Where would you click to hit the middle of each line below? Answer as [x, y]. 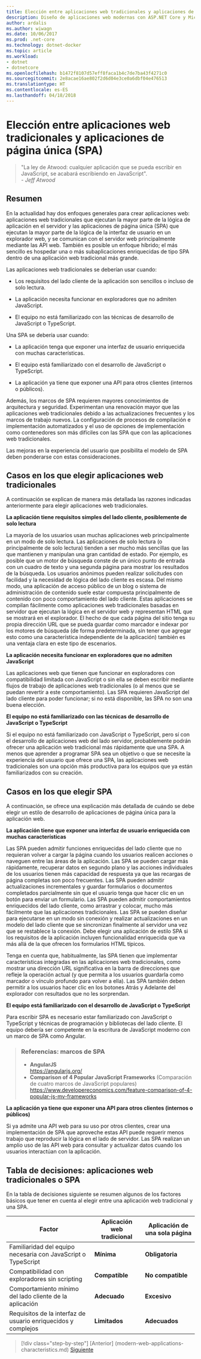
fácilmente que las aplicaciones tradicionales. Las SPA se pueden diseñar [97, 912]
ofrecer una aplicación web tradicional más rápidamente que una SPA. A [95, 748]
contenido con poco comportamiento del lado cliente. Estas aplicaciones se [100, 599]
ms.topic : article [29, 51]
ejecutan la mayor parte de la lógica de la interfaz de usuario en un [89, 232]
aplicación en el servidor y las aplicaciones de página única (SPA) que [93, 226]
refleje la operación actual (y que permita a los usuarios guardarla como [95, 975]
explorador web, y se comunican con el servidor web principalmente [91, 239]
